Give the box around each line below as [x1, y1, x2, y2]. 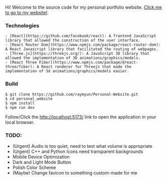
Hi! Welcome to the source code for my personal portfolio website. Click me [5, 5, 162, 10]
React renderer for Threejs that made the [41, 64, 132, 69]
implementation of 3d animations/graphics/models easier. [5, 69, 129, 74]
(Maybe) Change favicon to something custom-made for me [12, 169, 137, 175]
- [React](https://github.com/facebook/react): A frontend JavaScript [5, 34, 156, 39]
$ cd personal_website [5, 96, 53, 101]
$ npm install [5, 101, 35, 106]
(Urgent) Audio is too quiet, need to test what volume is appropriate [12, 143, 152, 149]
